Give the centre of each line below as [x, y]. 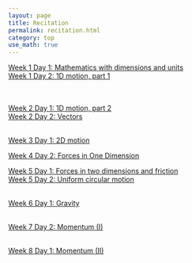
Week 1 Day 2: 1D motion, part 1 [59, 76]
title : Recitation [38, 23]
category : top [32, 38]
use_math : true [33, 45]
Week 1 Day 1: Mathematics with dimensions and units [96, 67]
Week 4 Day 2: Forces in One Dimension [74, 156]
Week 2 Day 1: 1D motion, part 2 [60, 109]
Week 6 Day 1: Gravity [44, 204]
